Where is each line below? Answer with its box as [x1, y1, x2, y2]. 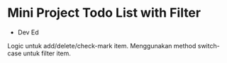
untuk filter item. [23, 49, 71, 57]
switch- [197, 41, 220, 50]
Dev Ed [17, 28, 39, 36]
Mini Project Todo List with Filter [7, 5, 201, 21]
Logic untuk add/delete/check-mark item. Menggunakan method [7, 41, 196, 50]
